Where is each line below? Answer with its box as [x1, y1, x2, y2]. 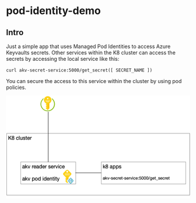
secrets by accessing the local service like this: [6, 56, 120, 62]
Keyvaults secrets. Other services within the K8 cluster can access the [6, 49, 176, 56]
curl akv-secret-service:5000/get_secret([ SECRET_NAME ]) [6, 67, 153, 73]
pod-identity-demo [6, 4, 101, 18]
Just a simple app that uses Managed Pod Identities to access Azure [6, 43, 171, 50]
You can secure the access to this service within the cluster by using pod [6, 78, 182, 84]
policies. [6, 84, 26, 91]
